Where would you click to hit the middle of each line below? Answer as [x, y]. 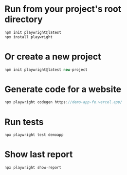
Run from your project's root [63, 9]
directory [24, 19]
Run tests [24, 122]
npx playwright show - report [33, 168]
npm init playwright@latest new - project [46, 69]
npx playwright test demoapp [34, 135]
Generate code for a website [63, 89]
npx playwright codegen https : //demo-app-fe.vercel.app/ [63, 102]
